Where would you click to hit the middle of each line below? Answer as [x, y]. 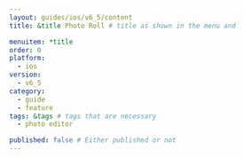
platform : [28, 59]
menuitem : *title [41, 42]
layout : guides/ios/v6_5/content [71, 17]
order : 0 [25, 50]
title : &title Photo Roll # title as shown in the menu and [123, 26]
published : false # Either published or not [93, 140]
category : [28, 91]
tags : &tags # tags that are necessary [83, 116]
